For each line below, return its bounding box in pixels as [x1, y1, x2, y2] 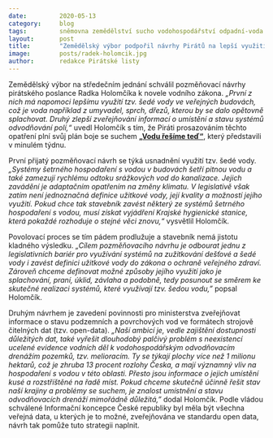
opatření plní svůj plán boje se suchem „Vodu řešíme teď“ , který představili [8, 131, 262, 141]
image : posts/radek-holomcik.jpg [8, 50, 148, 58]
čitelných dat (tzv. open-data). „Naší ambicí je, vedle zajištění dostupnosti [8, 325, 256, 335]
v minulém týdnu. [8, 140, 67, 150]
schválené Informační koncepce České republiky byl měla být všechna [8, 403, 245, 413]
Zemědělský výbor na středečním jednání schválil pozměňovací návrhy [8, 79, 246, 89]
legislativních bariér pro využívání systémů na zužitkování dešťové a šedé [8, 249, 257, 258]
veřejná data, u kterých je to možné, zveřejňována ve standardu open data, [8, 411, 259, 421]
